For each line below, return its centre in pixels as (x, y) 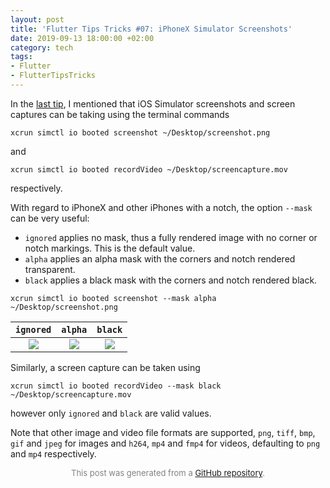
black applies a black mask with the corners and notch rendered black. (171, 280)
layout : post (37, 19)
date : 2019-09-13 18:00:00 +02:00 (82, 38)
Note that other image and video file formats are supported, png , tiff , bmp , (163, 432)
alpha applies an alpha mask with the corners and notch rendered (160, 258)
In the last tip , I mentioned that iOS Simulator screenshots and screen (153, 103)
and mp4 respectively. (53, 453)
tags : (21, 57)
